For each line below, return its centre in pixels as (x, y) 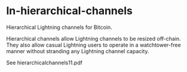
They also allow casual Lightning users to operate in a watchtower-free (93, 45)
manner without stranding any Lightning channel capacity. (78, 51)
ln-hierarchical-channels (69, 11)
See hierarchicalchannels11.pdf (44, 63)
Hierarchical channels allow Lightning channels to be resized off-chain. (93, 38)
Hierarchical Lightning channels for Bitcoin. (59, 27)
